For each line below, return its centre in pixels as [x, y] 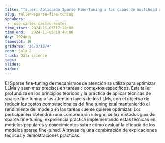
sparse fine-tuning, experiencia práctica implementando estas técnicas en [80, 119]
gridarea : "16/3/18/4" [28, 46]
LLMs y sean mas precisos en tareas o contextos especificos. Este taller [78, 88]
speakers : [15, 19]
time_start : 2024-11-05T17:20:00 [39, 28]
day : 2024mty [18, 37]
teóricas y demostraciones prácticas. [43, 135]
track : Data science [26, 55]
